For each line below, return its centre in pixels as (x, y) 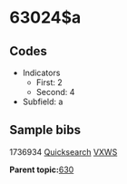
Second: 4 (55, 92)
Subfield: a (43, 102)
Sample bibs (45, 130)
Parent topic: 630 (42, 169)
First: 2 (49, 82)
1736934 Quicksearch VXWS (63, 151)
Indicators (41, 73)
